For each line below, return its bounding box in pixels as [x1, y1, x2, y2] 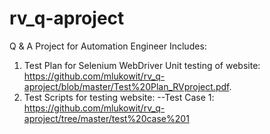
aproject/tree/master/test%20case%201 [23, 112, 190, 124]
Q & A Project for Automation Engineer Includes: [9, 40, 207, 52]
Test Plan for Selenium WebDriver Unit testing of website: [23, 59, 261, 71]
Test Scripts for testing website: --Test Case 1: [23, 91, 215, 103]
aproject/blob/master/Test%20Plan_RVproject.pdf [23, 80, 230, 92]
